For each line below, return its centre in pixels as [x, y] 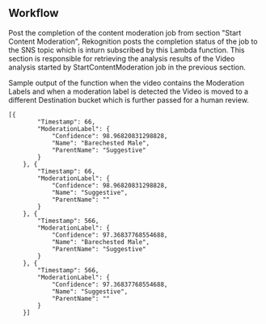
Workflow [34, 13]
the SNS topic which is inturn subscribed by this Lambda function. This [127, 50]
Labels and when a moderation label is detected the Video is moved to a [129, 91]
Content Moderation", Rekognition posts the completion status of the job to [133, 41]
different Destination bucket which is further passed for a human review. [129, 99]
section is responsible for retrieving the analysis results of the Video [122, 58]
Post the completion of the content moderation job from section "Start [125, 32]
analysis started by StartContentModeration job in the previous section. [127, 67]
